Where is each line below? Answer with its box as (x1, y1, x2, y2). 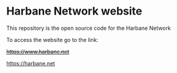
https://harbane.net (6, 60, 56, 67)
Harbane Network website (6, 4, 142, 18)
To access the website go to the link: (6, 36, 99, 43)
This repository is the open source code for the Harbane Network (6, 24, 171, 32)
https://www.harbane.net (6, 47, 70, 55)
